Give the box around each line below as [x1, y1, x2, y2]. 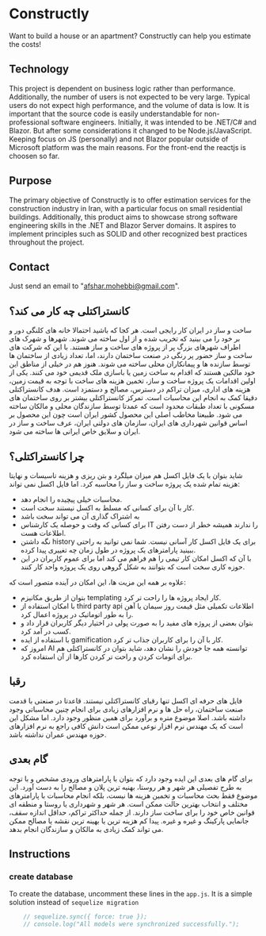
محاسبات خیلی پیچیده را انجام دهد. [20, 495, 123, 504]
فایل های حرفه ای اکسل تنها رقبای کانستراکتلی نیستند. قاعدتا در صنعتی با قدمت [9, 695, 242, 705]
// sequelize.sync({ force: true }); [23, 913, 148, 921]
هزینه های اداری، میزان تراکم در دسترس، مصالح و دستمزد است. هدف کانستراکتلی [9, 384, 251, 394]
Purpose [9, 174, 52, 187]
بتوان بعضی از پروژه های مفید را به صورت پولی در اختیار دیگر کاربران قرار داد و [20, 618, 254, 627]
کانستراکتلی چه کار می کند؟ [9, 304, 130, 318]
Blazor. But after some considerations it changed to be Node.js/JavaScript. [9, 125, 253, 135]
